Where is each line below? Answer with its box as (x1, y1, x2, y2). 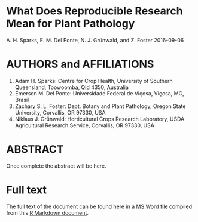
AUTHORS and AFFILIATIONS (6, 58, 154, 71)
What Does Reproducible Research (6, 4, 184, 18)
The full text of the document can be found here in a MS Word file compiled (6, 203, 193, 210)
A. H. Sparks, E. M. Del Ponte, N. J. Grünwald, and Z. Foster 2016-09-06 (6, 36, 184, 44)
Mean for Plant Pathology (6, 17, 135, 30)
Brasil (14, 96, 29, 103)
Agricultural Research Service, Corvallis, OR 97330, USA (14, 121, 154, 129)
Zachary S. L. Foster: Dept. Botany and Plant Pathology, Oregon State (14, 103, 186, 110)
